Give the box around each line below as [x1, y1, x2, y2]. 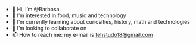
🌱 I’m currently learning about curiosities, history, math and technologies [11, 18, 191, 25]
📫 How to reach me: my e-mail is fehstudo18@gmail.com [11, 32, 153, 38]
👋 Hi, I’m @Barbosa [11, 6, 60, 12]
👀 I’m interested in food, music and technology [11, 12, 126, 19]
